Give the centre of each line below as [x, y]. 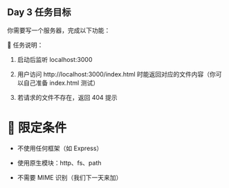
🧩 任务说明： [25, 45]
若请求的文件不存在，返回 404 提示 [67, 97]
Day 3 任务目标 [39, 12]
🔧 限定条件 [37, 128]
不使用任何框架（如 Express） [60, 148]
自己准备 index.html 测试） [61, 83]
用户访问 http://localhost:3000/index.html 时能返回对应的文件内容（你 [117, 74]
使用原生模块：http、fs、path [59, 163]
